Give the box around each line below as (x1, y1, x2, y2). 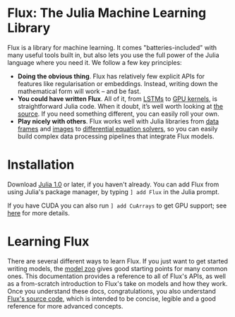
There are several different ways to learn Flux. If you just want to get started (7, 256, 228, 265)
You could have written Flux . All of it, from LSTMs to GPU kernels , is (17, 94, 217, 103)
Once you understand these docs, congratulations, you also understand (7, 287, 217, 295)
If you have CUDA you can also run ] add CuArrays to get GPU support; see (7, 201, 227, 210)
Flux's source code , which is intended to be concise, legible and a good (7, 294, 217, 303)
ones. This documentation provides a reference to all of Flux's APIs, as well (7, 272, 226, 280)
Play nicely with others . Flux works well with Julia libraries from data (17, 116, 219, 125)
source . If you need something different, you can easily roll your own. (17, 109, 220, 118)
